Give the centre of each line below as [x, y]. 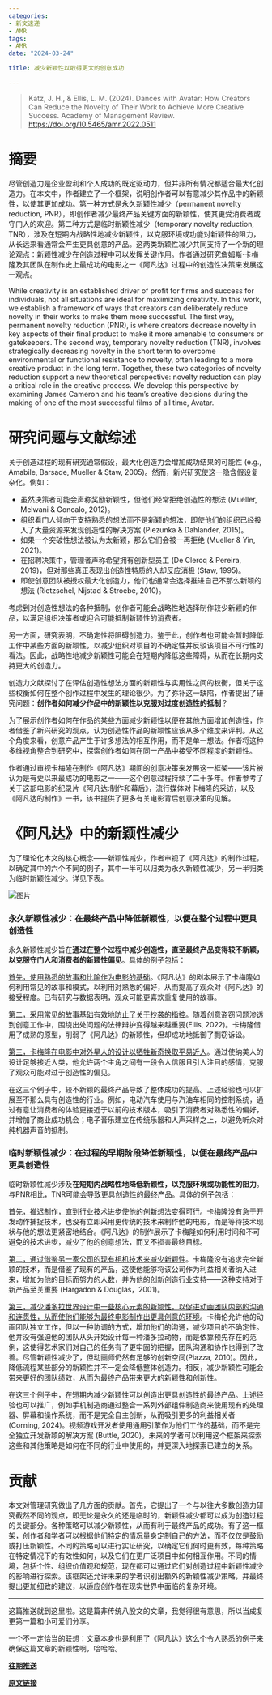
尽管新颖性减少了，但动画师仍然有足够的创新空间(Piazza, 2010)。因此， [142, 1357]
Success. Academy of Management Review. [102, 115]
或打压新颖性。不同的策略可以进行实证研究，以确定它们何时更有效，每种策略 [136, 1546]
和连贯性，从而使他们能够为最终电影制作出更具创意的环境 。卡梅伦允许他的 [132, 1317]
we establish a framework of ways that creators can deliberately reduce [128, 308]
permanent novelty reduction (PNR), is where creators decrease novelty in [132, 325]
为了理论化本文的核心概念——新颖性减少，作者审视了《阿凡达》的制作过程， [136, 858]
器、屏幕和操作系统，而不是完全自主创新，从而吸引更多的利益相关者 [122, 1415]
